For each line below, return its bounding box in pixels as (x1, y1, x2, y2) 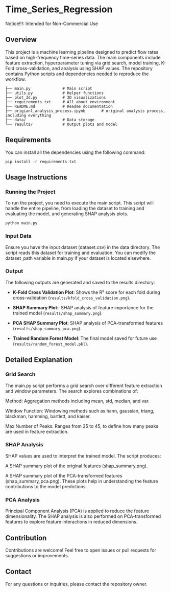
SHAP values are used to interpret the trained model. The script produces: (5, 452, 161, 459)
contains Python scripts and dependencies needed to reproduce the (5, 71, 149, 77)
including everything (5, 112, 52, 118)
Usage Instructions (5, 173, 67, 181)
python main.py (5, 221, 38, 226)
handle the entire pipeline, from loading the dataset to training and (5, 206, 144, 212)
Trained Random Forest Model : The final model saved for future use (12, 335, 157, 341)
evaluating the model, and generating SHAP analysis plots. (5, 211, 129, 217)
